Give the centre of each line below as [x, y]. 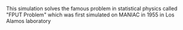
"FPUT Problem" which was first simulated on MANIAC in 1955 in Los [90, 15]
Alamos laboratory [29, 21]
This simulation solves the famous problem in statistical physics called [92, 9]
